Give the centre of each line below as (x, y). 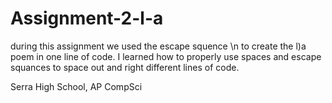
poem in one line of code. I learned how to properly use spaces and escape (166, 56)
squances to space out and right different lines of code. (125, 67)
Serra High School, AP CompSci (76, 86)
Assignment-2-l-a (87, 18)
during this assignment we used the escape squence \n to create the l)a (158, 46)
